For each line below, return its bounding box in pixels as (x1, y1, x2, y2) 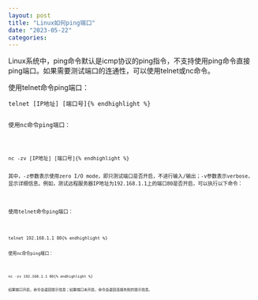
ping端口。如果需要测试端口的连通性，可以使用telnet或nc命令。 (8, 66, 215, 76)
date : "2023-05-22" (8, 26, 73, 34)
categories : (8, 33, 47, 42)
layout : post (8, 11, 51, 20)
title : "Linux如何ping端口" (8, 19, 96, 27)
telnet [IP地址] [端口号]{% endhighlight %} (8, 100, 151, 108)
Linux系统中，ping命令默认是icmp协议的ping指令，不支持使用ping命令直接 (8, 56, 251, 66)
